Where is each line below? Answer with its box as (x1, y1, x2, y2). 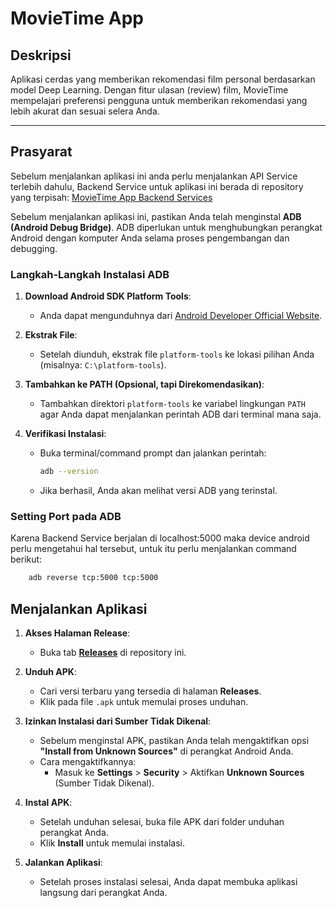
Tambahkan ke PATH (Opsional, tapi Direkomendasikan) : (24, 378, 265, 391)
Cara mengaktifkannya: (39, 755, 137, 767)
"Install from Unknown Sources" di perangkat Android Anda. (39, 745, 294, 757)
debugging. (10, 242, 58, 254)
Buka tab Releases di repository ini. (39, 646, 187, 658)
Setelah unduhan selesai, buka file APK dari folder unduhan (39, 815, 285, 827)
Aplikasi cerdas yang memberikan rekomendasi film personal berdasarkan (10, 73, 316, 85)
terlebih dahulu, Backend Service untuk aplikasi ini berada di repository (10, 180, 304, 192)
